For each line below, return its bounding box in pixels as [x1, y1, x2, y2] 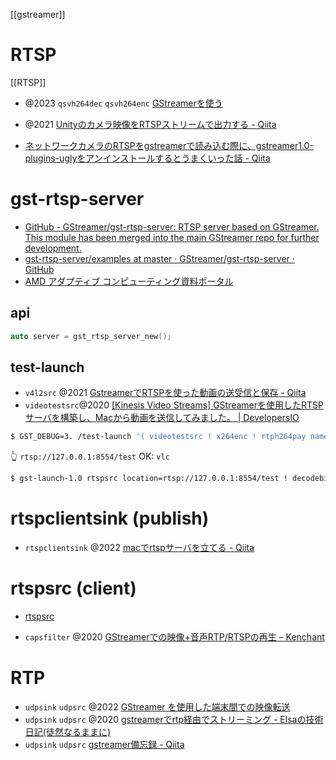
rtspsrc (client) [10, 577, 137, 600]
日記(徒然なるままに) [24, 725, 112, 738]
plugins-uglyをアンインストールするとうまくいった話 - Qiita [24, 152, 271, 164]
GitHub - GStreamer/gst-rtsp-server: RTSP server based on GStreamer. [24, 220, 320, 233]
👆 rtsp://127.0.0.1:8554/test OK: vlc [10, 450, 170, 463]
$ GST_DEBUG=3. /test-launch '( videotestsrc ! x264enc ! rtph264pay [10, 432, 307, 442]
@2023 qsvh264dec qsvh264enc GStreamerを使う [24, 97, 223, 109]
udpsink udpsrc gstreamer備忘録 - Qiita [24, 738, 185, 750]
